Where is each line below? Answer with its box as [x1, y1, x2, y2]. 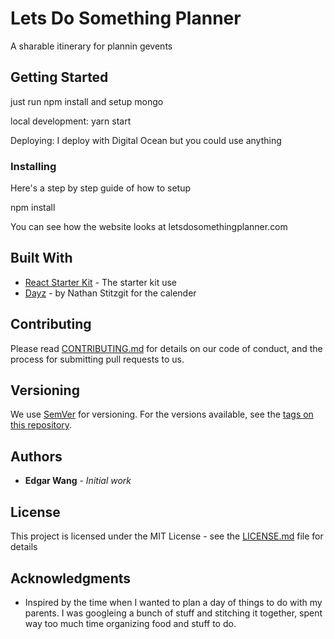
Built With [10, 250, 73, 267]
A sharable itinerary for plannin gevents [10, 40, 173, 52]
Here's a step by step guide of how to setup [10, 182, 192, 194]
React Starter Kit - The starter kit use [24, 276, 178, 288]
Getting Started [10, 69, 109, 86]
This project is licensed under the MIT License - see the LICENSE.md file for [10, 530, 324, 542]
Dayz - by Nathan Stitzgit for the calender [24, 287, 197, 299]
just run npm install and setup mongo [10, 95, 164, 107]
